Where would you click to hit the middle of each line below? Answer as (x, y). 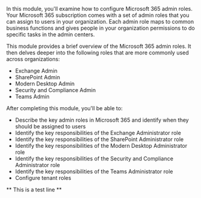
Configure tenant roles (43, 178)
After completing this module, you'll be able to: (64, 108)
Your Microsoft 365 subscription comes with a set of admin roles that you (98, 15)
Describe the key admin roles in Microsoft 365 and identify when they (102, 120)
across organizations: (33, 59)
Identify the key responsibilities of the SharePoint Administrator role (99, 139)
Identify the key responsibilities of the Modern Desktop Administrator (101, 146)
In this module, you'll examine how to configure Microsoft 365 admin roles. (99, 9)
